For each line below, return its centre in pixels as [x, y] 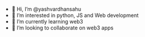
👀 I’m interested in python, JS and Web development [75, 15]
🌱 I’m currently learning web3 [47, 21]
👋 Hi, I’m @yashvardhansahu [46, 9]
